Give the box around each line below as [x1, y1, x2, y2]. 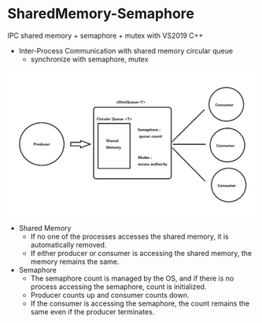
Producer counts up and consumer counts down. [30, 290, 190, 299]
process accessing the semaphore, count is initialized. [30, 281, 207, 291]
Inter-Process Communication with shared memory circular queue [18, 46, 234, 55]
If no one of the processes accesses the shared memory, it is [30, 232, 229, 241]
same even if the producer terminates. [30, 306, 155, 316]
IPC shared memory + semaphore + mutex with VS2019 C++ [7, 31, 204, 40]
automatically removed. [30, 239, 107, 249]
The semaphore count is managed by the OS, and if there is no [30, 273, 234, 283]
